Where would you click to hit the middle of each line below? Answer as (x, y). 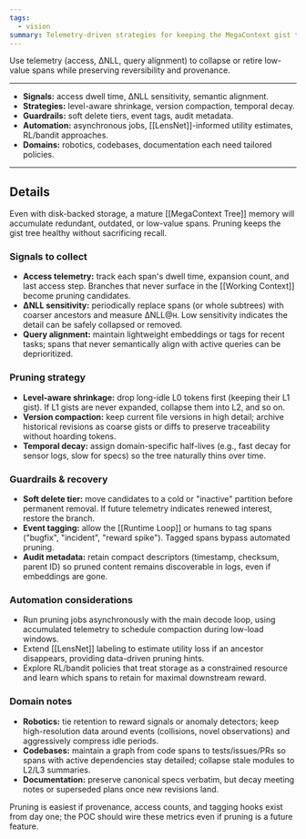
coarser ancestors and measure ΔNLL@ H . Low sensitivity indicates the (155, 315)
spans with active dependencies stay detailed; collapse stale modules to (158, 760)
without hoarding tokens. (69, 436)
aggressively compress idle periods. (91, 741)
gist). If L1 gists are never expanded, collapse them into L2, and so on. (153, 407)
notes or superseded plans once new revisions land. (121, 789)
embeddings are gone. (65, 577)
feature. (24, 826)
